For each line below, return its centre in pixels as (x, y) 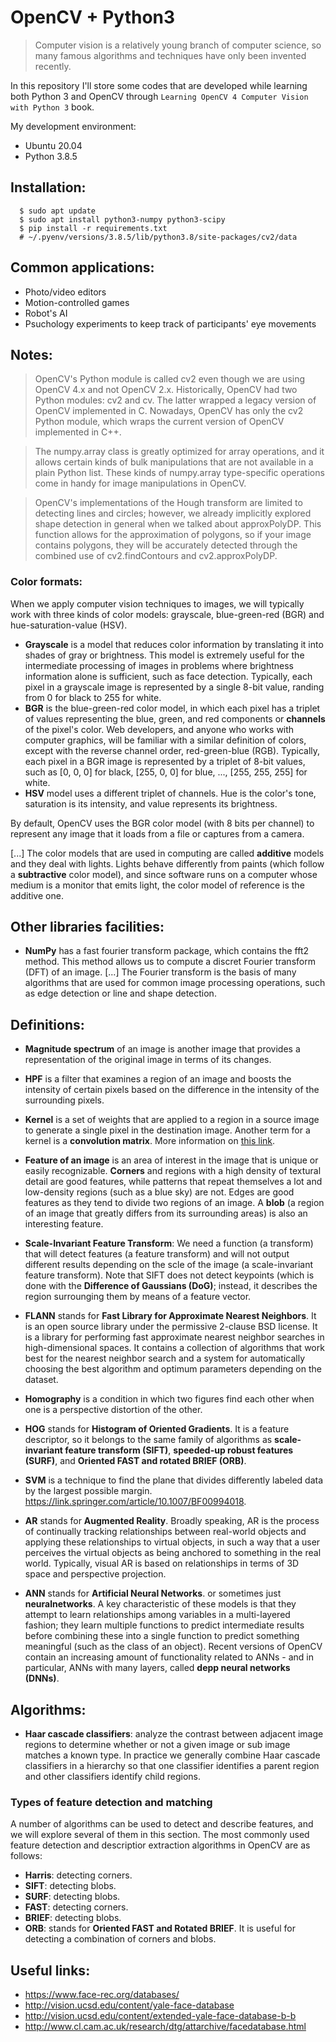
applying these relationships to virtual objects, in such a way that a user (172, 1542)
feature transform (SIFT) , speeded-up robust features (179, 1450)
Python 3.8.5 (51, 156)
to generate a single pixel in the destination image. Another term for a (167, 1130)
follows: (26, 1856)
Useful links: (50, 1970)
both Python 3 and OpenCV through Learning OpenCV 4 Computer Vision (159, 96)
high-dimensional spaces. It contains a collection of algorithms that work (174, 1348)
